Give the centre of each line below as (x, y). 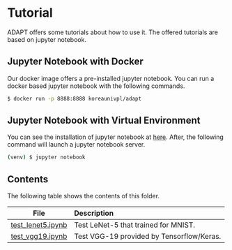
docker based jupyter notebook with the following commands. (96, 86)
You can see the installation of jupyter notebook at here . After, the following (116, 137)
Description (94, 213)
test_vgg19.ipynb (39, 237)
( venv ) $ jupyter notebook (46, 157)
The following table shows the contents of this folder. (84, 196)
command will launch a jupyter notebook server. (76, 145)
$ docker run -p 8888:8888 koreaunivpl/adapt (74, 98)
